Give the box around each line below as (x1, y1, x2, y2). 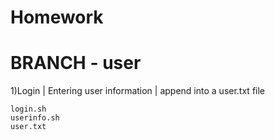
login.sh (10, 104, 47, 115)
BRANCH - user (10, 52, 142, 75)
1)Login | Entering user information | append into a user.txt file (10, 85, 266, 97)
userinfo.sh (10, 113, 60, 123)
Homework (10, 6, 104, 29)
